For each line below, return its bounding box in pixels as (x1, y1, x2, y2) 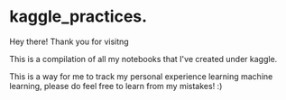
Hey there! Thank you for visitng (9, 36, 129, 47)
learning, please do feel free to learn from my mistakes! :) (9, 80, 223, 91)
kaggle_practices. (9, 6, 147, 27)
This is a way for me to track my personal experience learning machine (9, 70, 273, 82)
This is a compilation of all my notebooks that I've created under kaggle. (9, 53, 278, 64)
